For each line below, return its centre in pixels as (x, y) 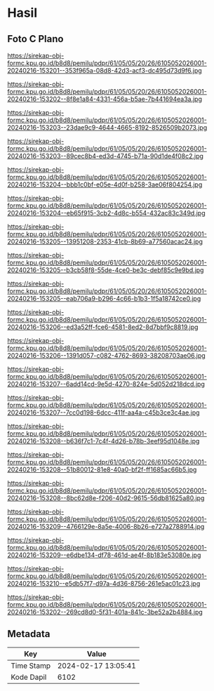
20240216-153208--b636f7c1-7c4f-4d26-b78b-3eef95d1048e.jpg (103, 441)
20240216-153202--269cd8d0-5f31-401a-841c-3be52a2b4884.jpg (105, 612)
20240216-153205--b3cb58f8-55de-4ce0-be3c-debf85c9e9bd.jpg (106, 270)
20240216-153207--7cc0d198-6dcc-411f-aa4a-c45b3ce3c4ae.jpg (103, 412)
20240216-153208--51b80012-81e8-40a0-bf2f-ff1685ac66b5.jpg (102, 469)
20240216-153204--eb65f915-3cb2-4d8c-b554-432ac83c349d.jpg (106, 213)
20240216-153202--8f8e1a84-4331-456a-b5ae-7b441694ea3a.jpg (105, 99)
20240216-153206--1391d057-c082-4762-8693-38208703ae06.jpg (106, 355)
